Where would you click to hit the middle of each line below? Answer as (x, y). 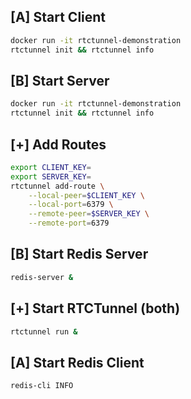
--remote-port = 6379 (69, 223)
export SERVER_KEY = (51, 176)
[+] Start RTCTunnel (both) (95, 308)
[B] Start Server (60, 80)
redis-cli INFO (42, 386)
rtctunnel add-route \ (57, 186)
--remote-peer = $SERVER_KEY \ (89, 214)
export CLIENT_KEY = (51, 167)
